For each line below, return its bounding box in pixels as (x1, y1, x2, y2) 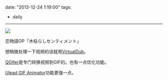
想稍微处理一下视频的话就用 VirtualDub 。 (5, 49, 88, 54)
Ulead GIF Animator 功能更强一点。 (5, 70, 76, 76)
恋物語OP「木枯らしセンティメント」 (5, 38, 81, 44)
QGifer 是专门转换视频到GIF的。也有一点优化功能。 (5, 59, 109, 65)
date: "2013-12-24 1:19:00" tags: (5, 4, 71, 10)
